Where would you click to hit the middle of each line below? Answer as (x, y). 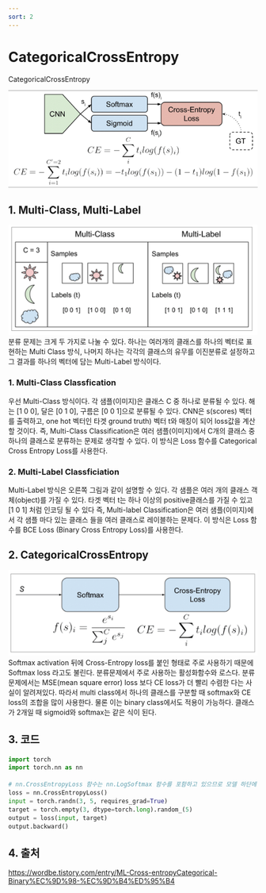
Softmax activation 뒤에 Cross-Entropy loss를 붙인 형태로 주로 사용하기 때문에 (131, 662)
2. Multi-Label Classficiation (64, 472)
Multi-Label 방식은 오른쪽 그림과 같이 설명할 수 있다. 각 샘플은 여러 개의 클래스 (129, 490)
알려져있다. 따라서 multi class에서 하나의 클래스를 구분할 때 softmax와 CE (137, 692)
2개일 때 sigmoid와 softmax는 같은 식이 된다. (86, 712)
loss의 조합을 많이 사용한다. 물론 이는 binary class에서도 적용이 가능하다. (121, 702)
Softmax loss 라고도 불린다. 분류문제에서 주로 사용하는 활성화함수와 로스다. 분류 (132, 672)
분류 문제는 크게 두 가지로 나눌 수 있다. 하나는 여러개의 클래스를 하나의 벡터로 (126, 342)
